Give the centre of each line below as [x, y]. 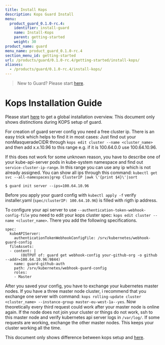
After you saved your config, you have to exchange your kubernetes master [82, 286]
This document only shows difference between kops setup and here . [75, 337]
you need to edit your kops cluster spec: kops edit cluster [91, 215]
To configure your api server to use [41, 209]
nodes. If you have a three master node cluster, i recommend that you [76, 291]
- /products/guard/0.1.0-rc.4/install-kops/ [56, 69]
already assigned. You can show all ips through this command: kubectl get [81, 172]
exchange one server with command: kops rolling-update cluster [73, 296]
